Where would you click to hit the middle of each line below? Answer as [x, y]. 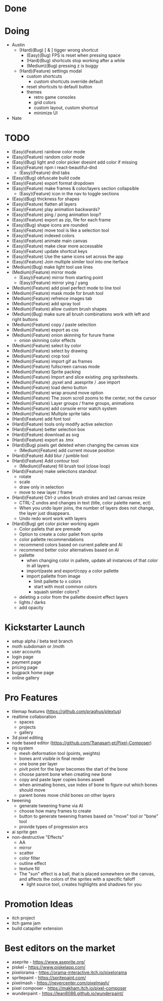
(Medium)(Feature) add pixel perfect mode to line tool [66, 288]
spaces [27, 722]
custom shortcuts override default [68, 81]
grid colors [45, 103]
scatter [26, 853]
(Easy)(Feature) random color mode [48, 157]
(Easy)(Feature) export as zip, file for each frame [61, 220]
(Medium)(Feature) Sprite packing [46, 372]
